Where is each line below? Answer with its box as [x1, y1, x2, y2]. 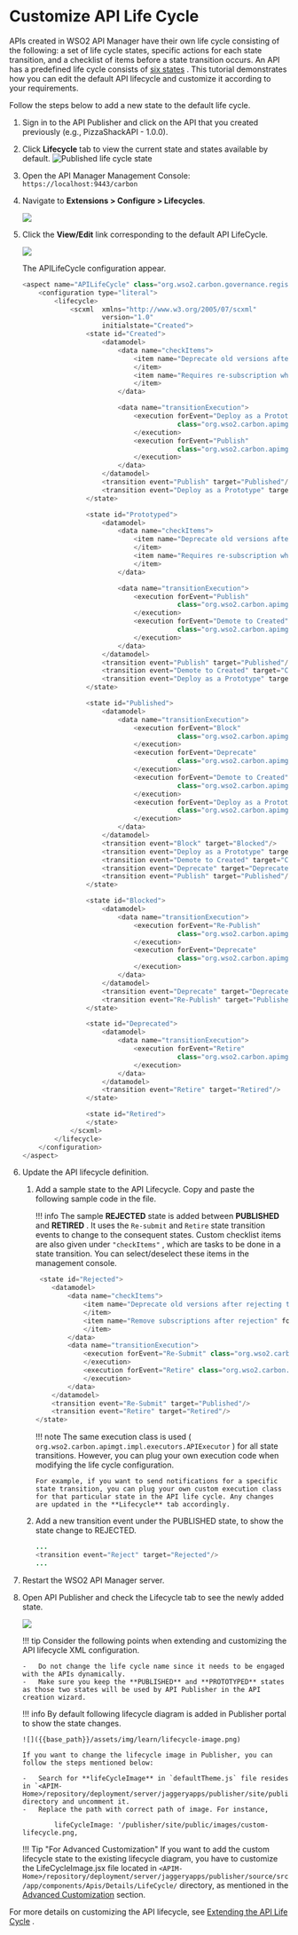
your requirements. [9, 83, 79, 93]
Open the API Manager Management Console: [21, 170, 191, 181]
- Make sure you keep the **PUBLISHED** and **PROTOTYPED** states [21, 1677, 286, 1687]
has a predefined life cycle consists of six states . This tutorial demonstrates [9, 64, 287, 75]
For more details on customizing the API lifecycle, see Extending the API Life [9, 1906, 288, 1917]
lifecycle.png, [21, 1828, 79, 1837]
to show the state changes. [21, 1718, 122, 1728]
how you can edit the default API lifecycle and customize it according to [9, 73, 271, 83]
